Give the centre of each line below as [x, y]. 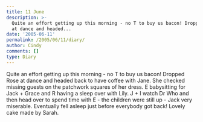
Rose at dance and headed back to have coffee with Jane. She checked [96, 80]
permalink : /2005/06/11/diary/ [46, 40]
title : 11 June [25, 12]
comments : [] [23, 51]
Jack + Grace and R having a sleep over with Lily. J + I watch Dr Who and [98, 93]
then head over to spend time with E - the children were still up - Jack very [99, 100]
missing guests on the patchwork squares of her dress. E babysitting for [96, 87]
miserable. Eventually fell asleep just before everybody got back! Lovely [96, 106]
